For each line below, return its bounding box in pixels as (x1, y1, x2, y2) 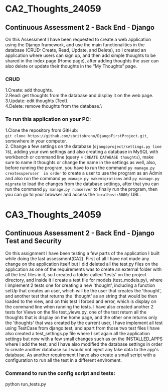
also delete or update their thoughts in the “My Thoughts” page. (5, 63, 137, 69)
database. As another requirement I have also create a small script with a (5, 352, 156, 358)
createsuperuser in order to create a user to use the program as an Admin (5, 170, 163, 176)
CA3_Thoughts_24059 (5, 209, 102, 220)
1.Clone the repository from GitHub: (5, 127, 79, 133)
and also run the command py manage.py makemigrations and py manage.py (5, 175, 159, 181)
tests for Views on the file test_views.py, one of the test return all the (5, 309, 147, 315)
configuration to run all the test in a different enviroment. (5, 357, 122, 363)
